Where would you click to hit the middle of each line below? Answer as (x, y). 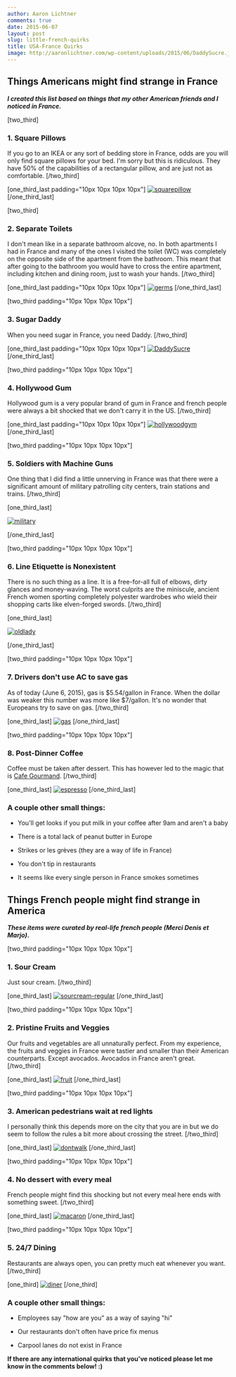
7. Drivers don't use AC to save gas (68, 677)
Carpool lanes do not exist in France (70, 1345)
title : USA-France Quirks (45, 46)
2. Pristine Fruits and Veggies (59, 1028)
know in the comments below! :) (55, 1366)
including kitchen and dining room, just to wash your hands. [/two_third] (111, 274)
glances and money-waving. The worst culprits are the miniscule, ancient (113, 589)
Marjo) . (18, 935)
